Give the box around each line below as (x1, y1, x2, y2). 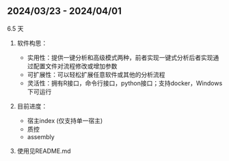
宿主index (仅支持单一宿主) (27, 116, 103, 125)
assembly (27, 132, 55, 141)
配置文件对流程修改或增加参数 (33, 61, 118, 70)
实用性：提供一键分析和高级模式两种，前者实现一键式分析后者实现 (27, 53, 213, 61)
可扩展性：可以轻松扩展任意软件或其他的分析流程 (27, 70, 165, 78)
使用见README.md (16, 147, 71, 155)
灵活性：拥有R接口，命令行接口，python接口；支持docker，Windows (27, 78, 223, 87)
